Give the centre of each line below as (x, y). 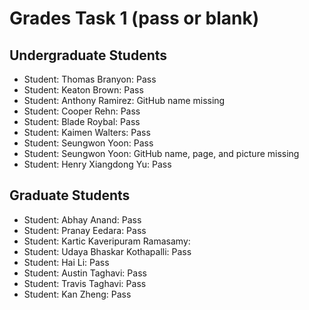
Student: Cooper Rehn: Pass (82, 111)
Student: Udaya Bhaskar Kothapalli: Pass (107, 251)
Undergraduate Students (88, 55)
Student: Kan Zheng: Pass (77, 294)
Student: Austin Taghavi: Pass (85, 273)
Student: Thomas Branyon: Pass (90, 79)
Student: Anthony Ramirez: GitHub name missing (124, 100)
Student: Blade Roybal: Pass (82, 121)
